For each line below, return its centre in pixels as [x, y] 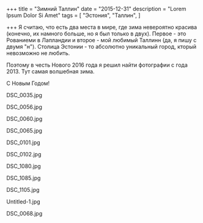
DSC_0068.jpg [24, 214]
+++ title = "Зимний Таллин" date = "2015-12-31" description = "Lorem [96, 9]
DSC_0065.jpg [24, 130]
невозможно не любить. [38, 53]
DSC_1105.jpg [23, 190]
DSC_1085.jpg [24, 178]
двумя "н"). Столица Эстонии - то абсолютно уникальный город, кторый [102, 46]
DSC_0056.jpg [24, 107]
